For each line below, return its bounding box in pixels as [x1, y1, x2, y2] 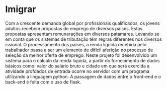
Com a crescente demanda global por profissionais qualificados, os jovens [5, 20, 160, 26]
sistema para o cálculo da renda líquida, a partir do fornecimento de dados [5, 57, 160, 63]
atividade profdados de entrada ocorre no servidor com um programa [5, 68, 150, 74]
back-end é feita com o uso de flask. [5, 79, 81, 85]
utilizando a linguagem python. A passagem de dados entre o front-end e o [5, 73, 161, 79]
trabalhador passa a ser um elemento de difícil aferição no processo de [5, 47, 153, 53]
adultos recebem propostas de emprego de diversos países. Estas [5, 25, 143, 31]
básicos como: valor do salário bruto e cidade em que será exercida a [5, 63, 150, 69]
